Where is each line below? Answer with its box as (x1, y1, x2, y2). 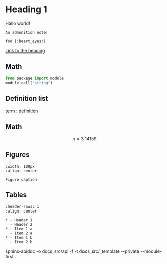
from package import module (5, 76, 64, 81)
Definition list (5, 94, 48, 103)
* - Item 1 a (5, 226, 33, 231)
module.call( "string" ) (5, 80, 53, 85)
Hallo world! (5, 20, 30, 26)
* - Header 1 (5, 217, 33, 223)
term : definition (5, 108, 38, 114)
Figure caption (5, 177, 37, 182)
